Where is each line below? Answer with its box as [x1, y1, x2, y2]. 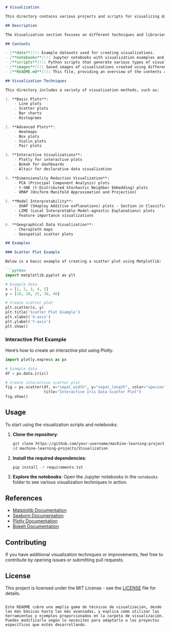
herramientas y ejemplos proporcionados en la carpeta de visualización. [5, 613, 164, 618]
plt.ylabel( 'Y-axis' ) [5, 319, 51, 324]
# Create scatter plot [5, 300, 53, 305]
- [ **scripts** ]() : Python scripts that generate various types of [5, 60, 151, 65]
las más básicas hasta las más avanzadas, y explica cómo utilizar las [5, 609, 159, 614]
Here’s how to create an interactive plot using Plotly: [5, 347, 114, 353]
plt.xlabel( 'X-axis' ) [5, 314, 51, 320]
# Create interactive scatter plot [5, 380, 80, 385]
